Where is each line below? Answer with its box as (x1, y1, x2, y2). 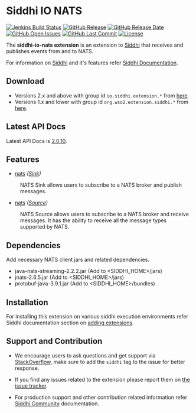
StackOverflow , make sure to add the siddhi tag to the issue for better (14, 358, 185, 365)
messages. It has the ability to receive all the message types (19, 217, 167, 224)
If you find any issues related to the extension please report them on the (14, 376, 190, 383)
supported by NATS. (19, 223, 70, 230)
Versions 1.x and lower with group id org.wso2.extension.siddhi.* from (14, 98, 189, 105)
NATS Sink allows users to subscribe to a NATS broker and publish (19, 181, 182, 188)
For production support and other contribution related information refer (14, 394, 188, 401)
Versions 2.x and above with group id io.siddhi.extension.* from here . (14, 92, 190, 99)
